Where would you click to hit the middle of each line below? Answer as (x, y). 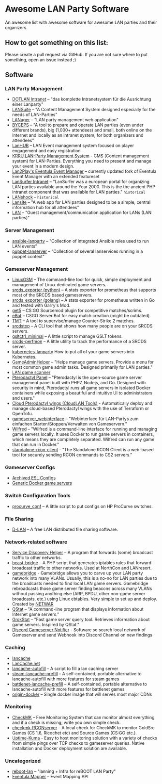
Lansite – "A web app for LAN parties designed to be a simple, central (81, 202)
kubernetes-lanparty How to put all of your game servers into (73, 352)
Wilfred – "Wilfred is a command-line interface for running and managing (84, 429)
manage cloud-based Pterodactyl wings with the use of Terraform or (81, 408)
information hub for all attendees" (45, 208)
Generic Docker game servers (42, 483)
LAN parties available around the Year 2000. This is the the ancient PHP (84, 187)
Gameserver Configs (30, 467)
